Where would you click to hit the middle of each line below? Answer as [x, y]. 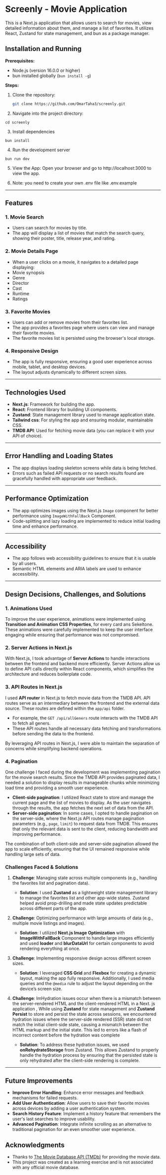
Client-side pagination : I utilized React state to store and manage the [83, 798]
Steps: [12, 85]
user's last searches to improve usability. [54, 1119]
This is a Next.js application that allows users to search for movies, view [78, 23]
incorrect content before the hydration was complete [66, 1035]
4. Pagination [21, 761]
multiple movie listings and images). [49, 923]
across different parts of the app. [53, 908]
